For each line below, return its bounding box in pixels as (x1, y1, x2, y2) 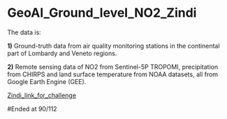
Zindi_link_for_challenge (7, 91, 77, 99)
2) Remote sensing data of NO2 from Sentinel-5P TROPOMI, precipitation (7, 62, 219, 71)
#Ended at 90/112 (7, 104, 57, 113)
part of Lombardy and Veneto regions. (7, 49, 117, 57)
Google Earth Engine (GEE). (7, 77, 87, 85)
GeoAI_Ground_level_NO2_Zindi (7, 5, 197, 21)
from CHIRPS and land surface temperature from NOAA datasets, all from (7, 70, 219, 78)
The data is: (7, 28, 42, 36)
